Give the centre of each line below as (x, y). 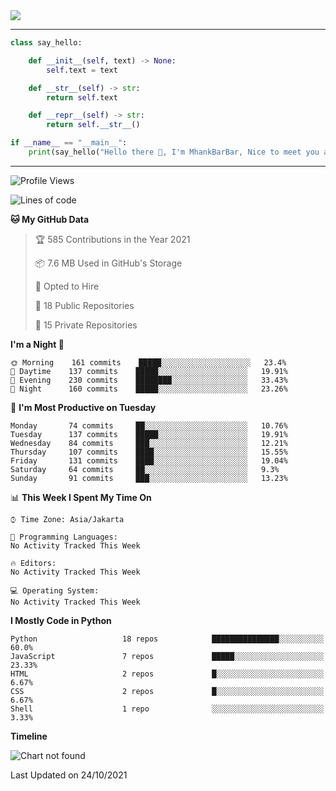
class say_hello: (46, 43)
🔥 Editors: (33, 563)
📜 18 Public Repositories (84, 305)
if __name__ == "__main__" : (69, 143)
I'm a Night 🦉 (37, 344)
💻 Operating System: (55, 590)
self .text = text (82, 70)
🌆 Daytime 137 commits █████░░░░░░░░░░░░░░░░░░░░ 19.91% (149, 371)
